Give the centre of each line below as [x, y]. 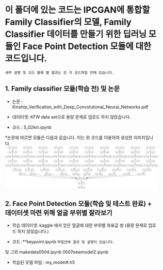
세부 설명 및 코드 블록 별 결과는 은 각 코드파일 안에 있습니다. [60, 73]
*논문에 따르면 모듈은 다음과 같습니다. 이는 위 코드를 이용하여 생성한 [69, 137]
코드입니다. [26, 59]
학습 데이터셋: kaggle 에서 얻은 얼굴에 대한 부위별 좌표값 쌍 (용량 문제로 [80, 225]
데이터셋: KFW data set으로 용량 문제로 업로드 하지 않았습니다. [71, 117]
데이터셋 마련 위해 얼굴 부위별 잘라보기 [59, 212]
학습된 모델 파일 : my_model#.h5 [43, 262]
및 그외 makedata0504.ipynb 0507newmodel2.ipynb [57, 252]
